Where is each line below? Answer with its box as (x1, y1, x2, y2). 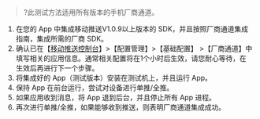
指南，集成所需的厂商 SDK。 (15, 34, 109, 43)
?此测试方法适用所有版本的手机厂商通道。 (23, 8, 159, 16)
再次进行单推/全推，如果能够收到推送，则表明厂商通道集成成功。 (15, 103, 226, 112)
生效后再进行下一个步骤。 (15, 63, 99, 73)
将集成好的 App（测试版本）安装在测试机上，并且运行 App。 (15, 74, 213, 82)
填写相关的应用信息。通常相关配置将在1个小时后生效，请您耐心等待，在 (15, 54, 247, 63)
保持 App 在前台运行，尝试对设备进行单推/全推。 (15, 83, 174, 92)
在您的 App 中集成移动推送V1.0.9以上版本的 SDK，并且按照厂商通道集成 (15, 24, 249, 34)
